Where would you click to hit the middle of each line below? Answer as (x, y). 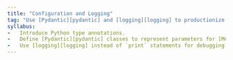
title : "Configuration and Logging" (60, 13)
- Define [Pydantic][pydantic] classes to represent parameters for (111, 39)
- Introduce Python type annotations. (67, 33)
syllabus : (21, 26)
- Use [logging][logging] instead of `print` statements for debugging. (118, 46)
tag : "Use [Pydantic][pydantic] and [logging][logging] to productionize (116, 20)
